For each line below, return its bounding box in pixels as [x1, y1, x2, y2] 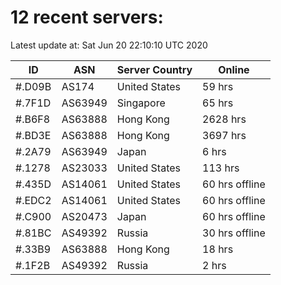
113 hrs [202, 161, 240, 175]
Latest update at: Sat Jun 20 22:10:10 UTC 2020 [10, 39, 208, 51]
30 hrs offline [202, 226, 266, 240]
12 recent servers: [10, 6, 164, 29]
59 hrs [202, 79, 234, 93]
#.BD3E [15, 128, 52, 142]
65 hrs [202, 96, 234, 110]
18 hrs [202, 242, 234, 256]
